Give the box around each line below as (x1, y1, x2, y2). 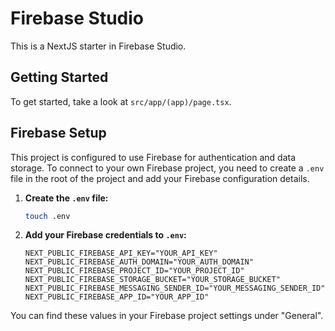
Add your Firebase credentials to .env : (24, 229, 187, 241)
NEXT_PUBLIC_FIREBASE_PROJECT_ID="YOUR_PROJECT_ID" (24, 266, 245, 276)
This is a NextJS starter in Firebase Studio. (10, 40, 187, 52)
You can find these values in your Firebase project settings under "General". (10, 310, 324, 322)
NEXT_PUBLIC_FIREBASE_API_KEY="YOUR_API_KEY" (24, 248, 218, 259)
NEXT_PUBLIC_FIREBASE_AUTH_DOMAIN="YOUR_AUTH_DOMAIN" (24, 257, 254, 267)
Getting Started (10, 69, 109, 86)
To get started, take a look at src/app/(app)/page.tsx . (10, 95, 232, 107)
